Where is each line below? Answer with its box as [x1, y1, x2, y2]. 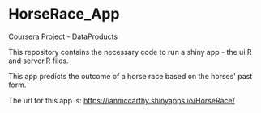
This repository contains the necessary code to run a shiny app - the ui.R [8, 47, 253, 56]
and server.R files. [8, 56, 69, 65]
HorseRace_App [8, 5, 120, 23]
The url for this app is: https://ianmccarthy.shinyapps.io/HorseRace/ [8, 95, 235, 105]
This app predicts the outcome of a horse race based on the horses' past [8, 71, 253, 81]
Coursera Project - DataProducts [8, 31, 118, 41]
